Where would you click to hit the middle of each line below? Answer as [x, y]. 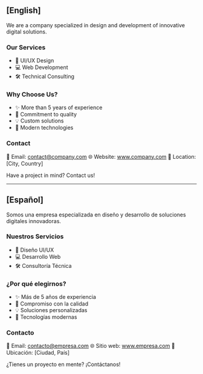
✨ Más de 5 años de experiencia [56, 297]
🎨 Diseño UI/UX [34, 250]
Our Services [26, 47]
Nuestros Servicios [35, 236]
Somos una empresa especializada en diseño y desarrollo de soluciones [96, 215]
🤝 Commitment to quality [46, 115]
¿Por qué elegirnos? [36, 284]
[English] [24, 11]
